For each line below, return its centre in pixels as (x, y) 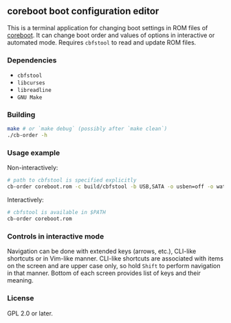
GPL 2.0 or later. (30, 313)
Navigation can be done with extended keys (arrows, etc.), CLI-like (102, 251)
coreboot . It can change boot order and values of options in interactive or (111, 35)
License (21, 298)
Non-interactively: (33, 168)
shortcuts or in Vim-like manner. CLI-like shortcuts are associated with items (115, 259)
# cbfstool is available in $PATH (57, 213)
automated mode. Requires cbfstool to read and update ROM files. (102, 42)
